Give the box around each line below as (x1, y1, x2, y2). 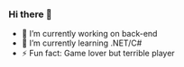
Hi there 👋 (8, 8, 53, 21)
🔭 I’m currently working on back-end (21, 29, 158, 39)
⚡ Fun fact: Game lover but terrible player (21, 48, 175, 59)
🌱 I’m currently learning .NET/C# (21, 38, 143, 48)
